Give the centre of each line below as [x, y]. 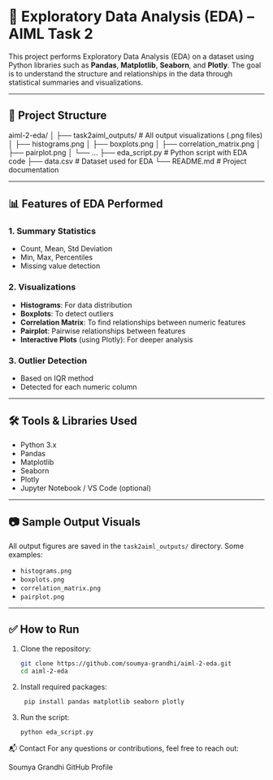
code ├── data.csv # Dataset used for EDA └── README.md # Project [128, 161]
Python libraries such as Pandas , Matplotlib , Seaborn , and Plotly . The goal [135, 65]
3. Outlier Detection [48, 360]
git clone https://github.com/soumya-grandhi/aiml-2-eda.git [126, 664]
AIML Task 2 [51, 34]
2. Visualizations [42, 287]
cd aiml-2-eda [44, 671]
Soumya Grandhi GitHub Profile [61, 767]
